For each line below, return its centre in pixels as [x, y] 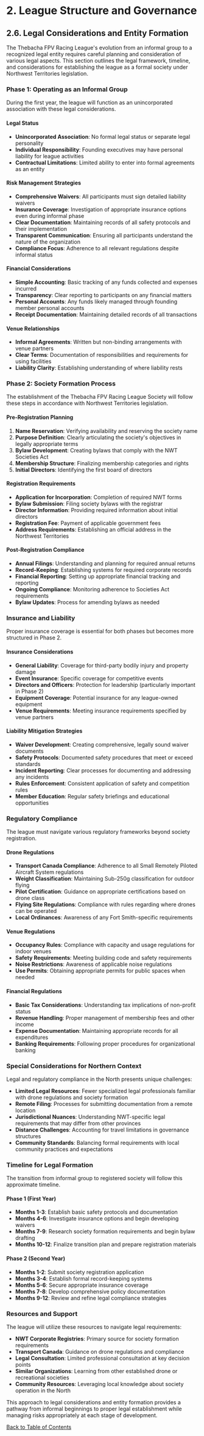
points [23, 1364]
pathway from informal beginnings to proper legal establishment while [94, 1409]
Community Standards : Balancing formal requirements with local [97, 1142]
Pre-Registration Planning [40, 417]
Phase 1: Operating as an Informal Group [67, 89]
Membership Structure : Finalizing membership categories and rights [102, 463]
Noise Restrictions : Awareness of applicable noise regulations [93, 964]
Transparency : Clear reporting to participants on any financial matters [103, 295]
